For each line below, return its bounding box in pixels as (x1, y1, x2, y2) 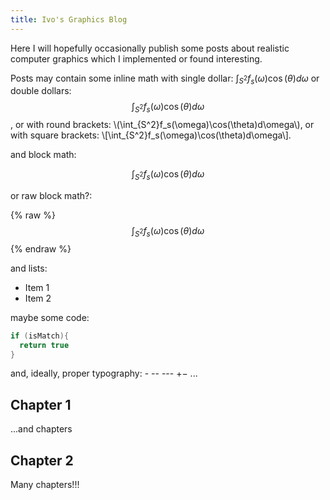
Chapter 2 (10, 452, 74, 469)
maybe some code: (10, 311, 90, 323)
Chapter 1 (10, 396, 72, 413)
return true (19, 340, 70, 350)
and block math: (10, 149, 77, 161)
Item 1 (24, 281, 50, 293)
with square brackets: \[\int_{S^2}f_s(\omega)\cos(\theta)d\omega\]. (10, 129, 292, 141)
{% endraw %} (10, 242, 72, 255)
